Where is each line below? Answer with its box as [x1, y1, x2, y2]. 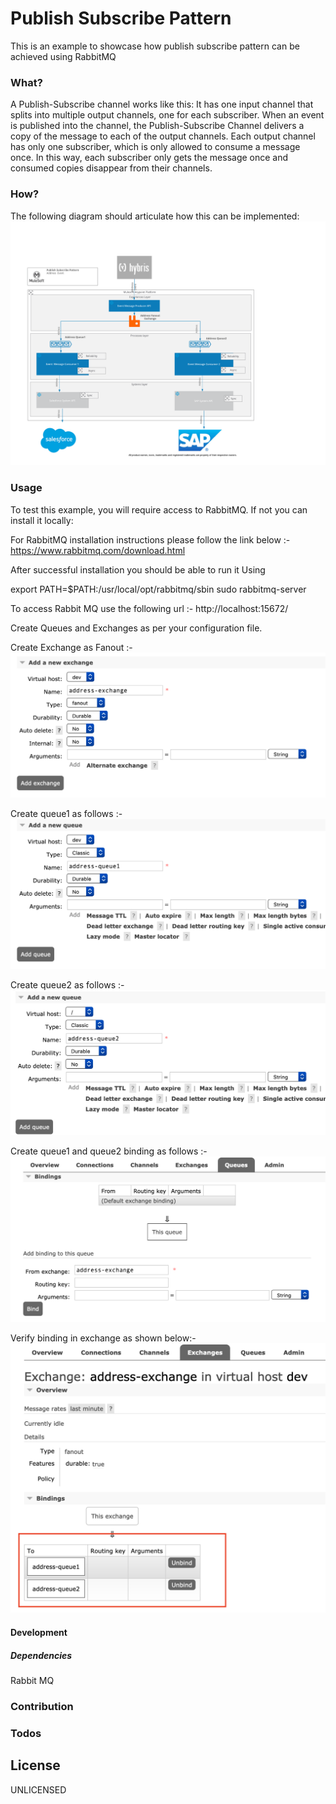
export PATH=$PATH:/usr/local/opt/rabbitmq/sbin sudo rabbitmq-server [10, 583, 307, 595]
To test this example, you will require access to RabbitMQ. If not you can [10, 503, 308, 516]
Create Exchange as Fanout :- [10, 641, 133, 653]
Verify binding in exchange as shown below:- [10, 1332, 197, 1344]
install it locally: [10, 514, 74, 526]
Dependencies [10, 1649, 73, 1661]
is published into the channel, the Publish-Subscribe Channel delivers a [10, 120, 305, 132]
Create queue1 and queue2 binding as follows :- [10, 1145, 208, 1157]
